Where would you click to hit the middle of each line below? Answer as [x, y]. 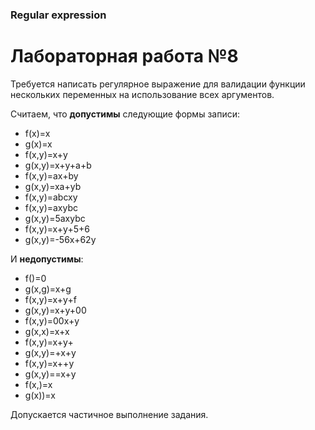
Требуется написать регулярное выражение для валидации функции [158, 84]
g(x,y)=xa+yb [53, 186]
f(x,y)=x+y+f [50, 299]
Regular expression [58, 15]
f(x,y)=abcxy [51, 197]
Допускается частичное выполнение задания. [109, 414]
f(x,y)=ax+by [51, 175]
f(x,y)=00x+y [52, 320]
